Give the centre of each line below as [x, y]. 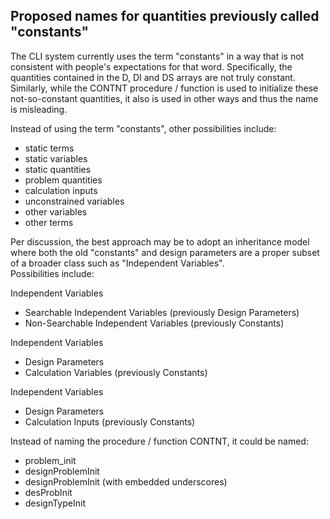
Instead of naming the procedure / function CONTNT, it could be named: [159, 441]
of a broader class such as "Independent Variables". [117, 263]
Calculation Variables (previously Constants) [116, 372]
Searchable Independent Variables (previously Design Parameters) [162, 312]
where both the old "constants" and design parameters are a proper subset [165, 252]
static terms [49, 148]
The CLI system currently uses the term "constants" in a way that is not [157, 56]
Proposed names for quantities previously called [165, 16]
